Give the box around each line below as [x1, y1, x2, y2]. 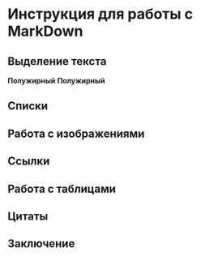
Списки [7, 99, 49, 113]
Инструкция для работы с [7, 5, 194, 23]
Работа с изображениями [7, 126, 145, 140]
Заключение [7, 237, 75, 251]
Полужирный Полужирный [7, 76, 106, 85]
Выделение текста [7, 54, 107, 68]
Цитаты [7, 209, 49, 223]
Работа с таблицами [7, 181, 117, 195]
